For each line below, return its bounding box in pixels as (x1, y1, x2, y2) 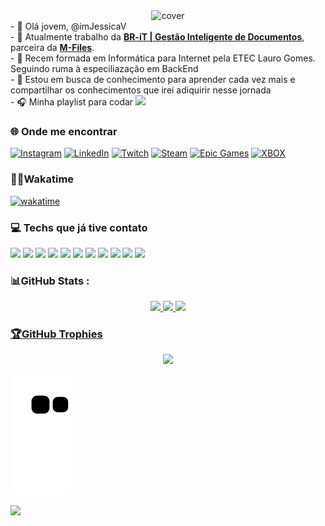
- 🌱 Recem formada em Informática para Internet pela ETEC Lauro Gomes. (10, 52, 316, 64)
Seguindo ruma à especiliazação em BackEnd (10, 63, 199, 74)
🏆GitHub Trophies (10, 327, 103, 341)
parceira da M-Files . (10, 42, 95, 53)
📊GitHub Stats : (10, 274, 90, 288)
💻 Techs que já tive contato (10, 220, 148, 234)
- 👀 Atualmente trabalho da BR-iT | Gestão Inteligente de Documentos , (10, 31, 305, 43)
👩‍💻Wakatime (10, 172, 75, 186)
